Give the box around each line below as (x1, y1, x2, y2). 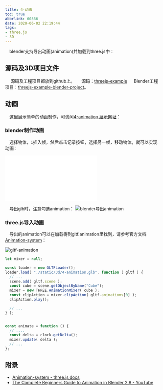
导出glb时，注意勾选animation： (9, 206, 74, 212)
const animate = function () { (5, 324, 69, 328)
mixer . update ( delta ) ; (9, 337, 58, 342)
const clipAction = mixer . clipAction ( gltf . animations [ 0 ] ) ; (9, 293, 137, 298)
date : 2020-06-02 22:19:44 (5, 21, 60, 26)
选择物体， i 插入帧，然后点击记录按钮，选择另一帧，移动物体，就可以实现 (9, 139, 158, 145)
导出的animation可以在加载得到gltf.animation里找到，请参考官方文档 (9, 231, 147, 237)
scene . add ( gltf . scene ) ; (9, 279, 63, 284)
